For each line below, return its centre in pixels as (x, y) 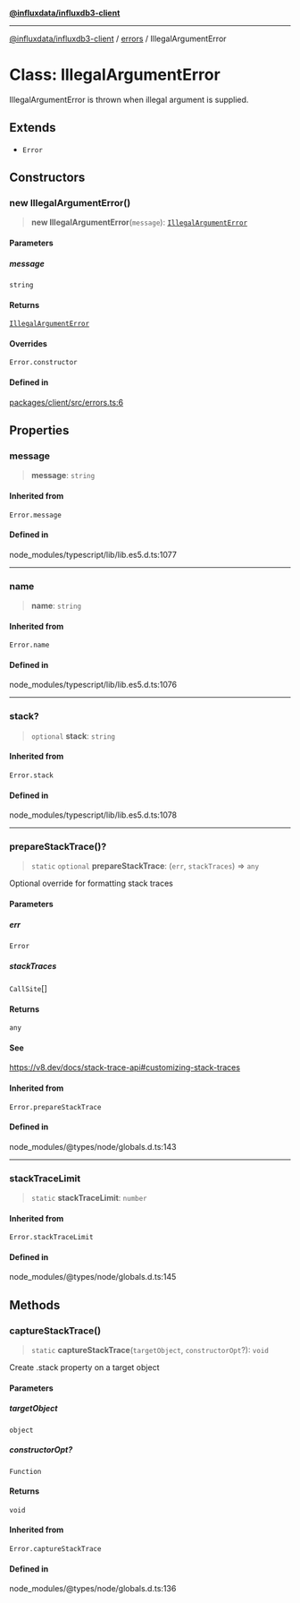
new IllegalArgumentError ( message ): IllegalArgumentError (139, 222)
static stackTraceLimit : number (89, 1198)
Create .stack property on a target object (84, 1367)
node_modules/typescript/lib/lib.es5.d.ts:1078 (93, 815)
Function (25, 1471)
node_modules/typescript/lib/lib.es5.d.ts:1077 (93, 554)
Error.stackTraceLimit (51, 1238)
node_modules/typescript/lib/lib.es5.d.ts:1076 (93, 685)
